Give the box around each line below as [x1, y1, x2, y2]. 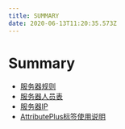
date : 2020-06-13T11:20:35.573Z [8, 19, 117, 27]
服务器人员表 [19, 92, 63, 102]
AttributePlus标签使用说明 [19, 112, 106, 122]
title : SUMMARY [8, 11, 60, 20]
